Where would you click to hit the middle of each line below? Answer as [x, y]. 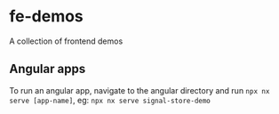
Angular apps [48, 69]
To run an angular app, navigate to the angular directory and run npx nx [139, 90]
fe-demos [47, 16]
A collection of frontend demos [66, 41]
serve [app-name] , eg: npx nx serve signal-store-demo [110, 100]
